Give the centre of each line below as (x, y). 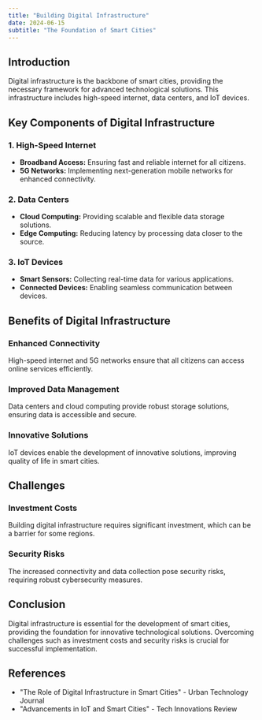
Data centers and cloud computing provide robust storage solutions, (119, 406)
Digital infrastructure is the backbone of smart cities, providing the (116, 81)
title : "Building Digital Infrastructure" (79, 15)
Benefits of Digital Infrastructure (89, 321)
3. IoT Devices (36, 263)
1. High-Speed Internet (52, 145)
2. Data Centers (39, 200)
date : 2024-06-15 (37, 23)
